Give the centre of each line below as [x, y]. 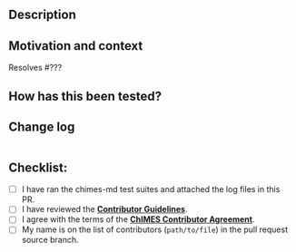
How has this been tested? [85, 96]
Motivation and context [76, 46]
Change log [42, 126]
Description [42, 15]
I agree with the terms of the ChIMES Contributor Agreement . [138, 219]
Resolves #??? [35, 68]
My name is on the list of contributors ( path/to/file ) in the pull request [154, 229]
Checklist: [38, 167]
